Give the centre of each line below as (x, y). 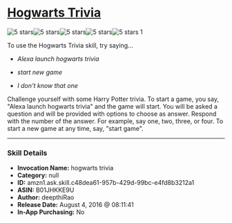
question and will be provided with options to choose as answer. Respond (112, 114)
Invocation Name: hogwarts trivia (65, 168)
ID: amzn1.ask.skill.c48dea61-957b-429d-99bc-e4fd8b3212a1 (106, 183)
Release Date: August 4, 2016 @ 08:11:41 (76, 205)
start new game (40, 72)
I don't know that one (47, 85)
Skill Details (27, 152)
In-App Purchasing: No (51, 212)
